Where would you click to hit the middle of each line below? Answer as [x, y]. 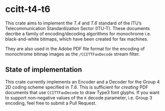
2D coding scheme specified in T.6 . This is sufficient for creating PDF [77, 87]
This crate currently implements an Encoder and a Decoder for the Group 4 [82, 81]
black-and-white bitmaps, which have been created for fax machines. [77, 39]
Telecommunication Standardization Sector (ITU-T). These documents [77, 28]
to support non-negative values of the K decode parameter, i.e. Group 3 [79, 97]
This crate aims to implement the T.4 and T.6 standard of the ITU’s [73, 23]
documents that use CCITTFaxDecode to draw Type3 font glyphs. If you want [82, 92]
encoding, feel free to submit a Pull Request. [51, 103]
